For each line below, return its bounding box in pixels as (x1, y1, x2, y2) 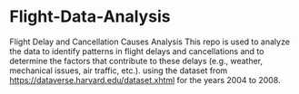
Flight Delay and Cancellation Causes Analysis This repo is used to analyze (9, 36, 291, 47)
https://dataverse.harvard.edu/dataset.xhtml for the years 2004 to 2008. (9, 74, 281, 85)
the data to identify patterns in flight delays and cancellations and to (9, 45, 264, 56)
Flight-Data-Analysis (9, 6, 171, 27)
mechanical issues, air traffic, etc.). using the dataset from (9, 65, 228, 76)
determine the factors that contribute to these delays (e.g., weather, (9, 55, 264, 66)
